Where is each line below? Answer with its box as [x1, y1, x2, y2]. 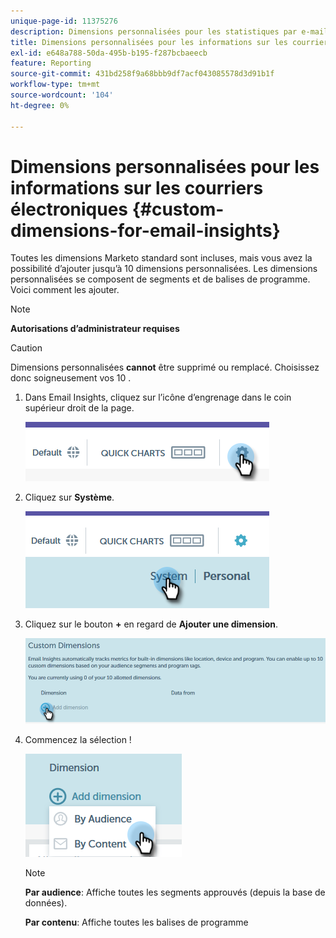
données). [24, 896, 68, 909]
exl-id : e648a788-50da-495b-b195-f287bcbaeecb [10, 48, 208, 58]
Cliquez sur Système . [24, 491, 115, 504]
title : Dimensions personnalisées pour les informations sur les [10, 37, 288, 47]
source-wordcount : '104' [10, 90, 114, 100]
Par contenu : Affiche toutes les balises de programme [24, 916, 249, 928]
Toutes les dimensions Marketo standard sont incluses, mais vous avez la [10, 252, 313, 264]
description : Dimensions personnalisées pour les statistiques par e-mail [10, 26, 329, 37]
